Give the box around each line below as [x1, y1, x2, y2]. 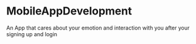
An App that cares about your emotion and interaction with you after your [6, 24, 190, 31]
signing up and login [6, 30, 58, 37]
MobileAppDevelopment [6, 4, 132, 18]
